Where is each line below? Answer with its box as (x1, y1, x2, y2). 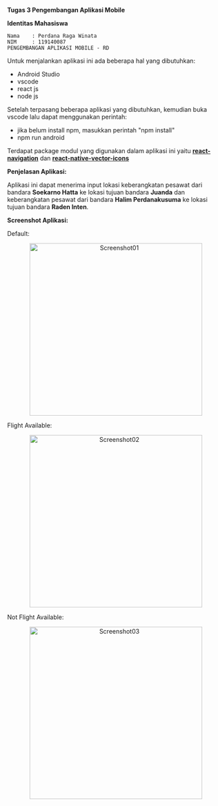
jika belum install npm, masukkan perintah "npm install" (17, 126, 175, 134)
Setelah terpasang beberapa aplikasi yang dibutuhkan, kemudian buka (7, 105, 208, 113)
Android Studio (17, 70, 60, 78)
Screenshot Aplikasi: (7, 216, 69, 224)
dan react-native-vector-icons (39, 154, 130, 162)
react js (17, 85, 39, 92)
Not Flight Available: (7, 613, 64, 621)
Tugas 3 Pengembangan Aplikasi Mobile (7, 6, 126, 14)
